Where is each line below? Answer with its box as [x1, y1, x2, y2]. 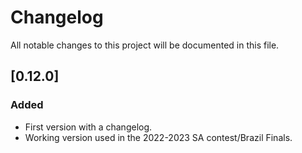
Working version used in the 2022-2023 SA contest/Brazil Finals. [24, 131, 293, 143]
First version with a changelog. [24, 121, 153, 133]
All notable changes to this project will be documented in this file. [10, 39, 280, 51]
